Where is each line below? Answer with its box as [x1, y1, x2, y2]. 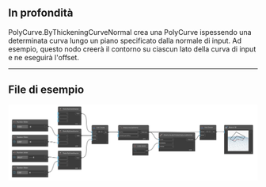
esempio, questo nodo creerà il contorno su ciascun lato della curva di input [8, 44, 256, 54]
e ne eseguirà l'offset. [8, 52, 79, 62]
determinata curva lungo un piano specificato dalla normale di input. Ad [8, 36, 242, 45]
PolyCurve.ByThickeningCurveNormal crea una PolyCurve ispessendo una [8, 27, 252, 36]
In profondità [8, 6, 74, 20]
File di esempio [8, 83, 85, 97]
